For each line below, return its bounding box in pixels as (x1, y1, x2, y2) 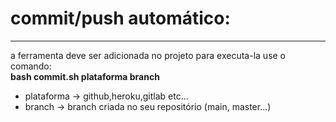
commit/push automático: (10, 7, 231, 30)
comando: (10, 60, 52, 72)
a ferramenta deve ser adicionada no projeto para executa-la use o (10, 49, 287, 61)
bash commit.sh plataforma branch (10, 70, 160, 82)
